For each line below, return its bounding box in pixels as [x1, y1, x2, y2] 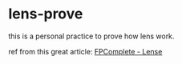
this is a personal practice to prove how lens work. [8, 31, 175, 41]
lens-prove [8, 5, 83, 23]
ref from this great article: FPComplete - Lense [8, 46, 163, 56]
